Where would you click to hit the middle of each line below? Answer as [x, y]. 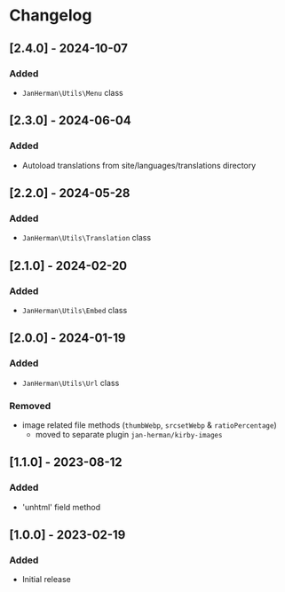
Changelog [51, 16]
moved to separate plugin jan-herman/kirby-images [129, 434]
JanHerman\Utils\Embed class [75, 310]
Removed [30, 406]
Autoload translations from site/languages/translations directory [139, 165]
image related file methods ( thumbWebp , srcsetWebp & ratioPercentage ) [149, 425]
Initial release [46, 580]
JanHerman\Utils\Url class [71, 383]
